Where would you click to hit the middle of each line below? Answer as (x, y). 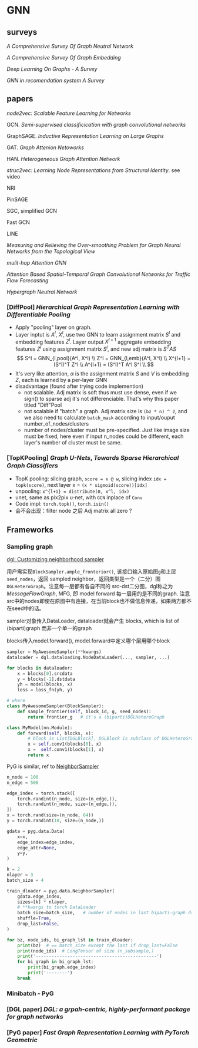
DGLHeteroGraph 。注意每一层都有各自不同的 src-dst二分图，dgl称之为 (90, 586)
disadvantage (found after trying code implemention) (79, 386)
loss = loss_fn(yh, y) (45, 690)
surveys (22, 32)
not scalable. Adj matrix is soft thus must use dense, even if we (100, 393)
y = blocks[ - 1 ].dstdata (46, 679)
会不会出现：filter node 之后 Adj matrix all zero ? (73, 511)
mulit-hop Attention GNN (37, 262)
